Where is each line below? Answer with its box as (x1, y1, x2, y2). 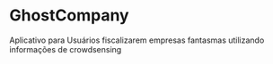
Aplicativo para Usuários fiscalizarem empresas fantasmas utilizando (9, 35, 265, 45)
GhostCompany (9, 5, 129, 26)
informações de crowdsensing (9, 44, 122, 54)
